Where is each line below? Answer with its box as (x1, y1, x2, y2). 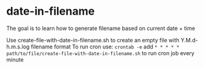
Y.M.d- (180, 36, 199, 43)
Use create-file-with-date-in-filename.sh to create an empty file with (6, 36, 180, 43)
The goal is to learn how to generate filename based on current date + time (6, 25, 195, 32)
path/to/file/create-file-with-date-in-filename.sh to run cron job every (6, 49, 195, 56)
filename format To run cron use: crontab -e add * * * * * (31, 43, 180, 50)
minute (6, 56, 24, 63)
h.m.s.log (6, 43, 30, 50)
